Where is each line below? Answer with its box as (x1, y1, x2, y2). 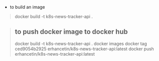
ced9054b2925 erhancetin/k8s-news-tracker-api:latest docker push (14, 46, 154, 52)
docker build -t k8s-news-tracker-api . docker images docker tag (14, 41, 147, 46)
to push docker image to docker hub (14, 28, 128, 36)
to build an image (9, 4, 45, 10)
